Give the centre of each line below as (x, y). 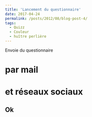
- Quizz (17, 28)
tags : (10, 23)
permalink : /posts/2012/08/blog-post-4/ (46, 18)
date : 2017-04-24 (23, 14)
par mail (22, 70)
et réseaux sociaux (44, 92)
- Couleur (19, 32)
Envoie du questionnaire (29, 50)
